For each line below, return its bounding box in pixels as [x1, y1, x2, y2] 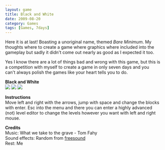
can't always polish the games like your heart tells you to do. [5, 69, 128, 75]
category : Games [5, 21, 38, 26]
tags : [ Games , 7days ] [5, 26, 50, 30]
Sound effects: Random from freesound [5, 135, 86, 141]
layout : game [5, 7, 32, 12]
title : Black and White [5, 12, 54, 17]
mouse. [5, 115, 21, 121]
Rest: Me [5, 141, 23, 147]
